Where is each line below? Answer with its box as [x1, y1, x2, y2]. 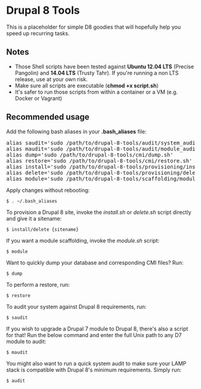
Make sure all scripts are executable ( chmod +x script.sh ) [14, 82, 159, 89]
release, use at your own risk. [14, 75, 88, 82]
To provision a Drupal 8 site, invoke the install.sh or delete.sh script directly [6, 209, 191, 216]
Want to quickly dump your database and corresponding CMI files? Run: [6, 259, 184, 266]
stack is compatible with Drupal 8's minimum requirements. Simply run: [6, 366, 182, 373]
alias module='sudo [6, 175, 63, 182]
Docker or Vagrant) [14, 94, 63, 102]
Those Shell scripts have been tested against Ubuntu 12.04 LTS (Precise [14, 63, 194, 70]
